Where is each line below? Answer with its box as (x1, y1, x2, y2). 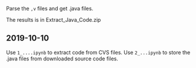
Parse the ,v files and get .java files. (6, 5, 94, 12)
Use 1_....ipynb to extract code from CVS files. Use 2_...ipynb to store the (6, 49, 191, 56)
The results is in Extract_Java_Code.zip (6, 16, 101, 23)
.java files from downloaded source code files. (6, 55, 119, 62)
